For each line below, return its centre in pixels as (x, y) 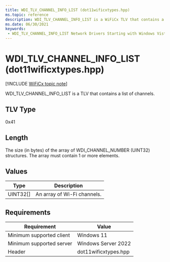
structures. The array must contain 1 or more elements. (62, 155)
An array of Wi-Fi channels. (68, 194)
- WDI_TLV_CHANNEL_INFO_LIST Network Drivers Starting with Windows (81, 34)
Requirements (28, 212)
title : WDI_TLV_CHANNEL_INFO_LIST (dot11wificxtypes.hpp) (68, 10)
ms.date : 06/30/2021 (27, 24)
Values (16, 171)
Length (17, 138)
